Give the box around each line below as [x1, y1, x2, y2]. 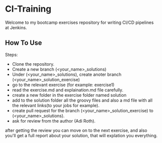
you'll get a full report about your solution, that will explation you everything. [5, 132, 158, 138]
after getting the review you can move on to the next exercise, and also [5, 127, 147, 133]
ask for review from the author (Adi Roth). [12, 118, 96, 124]
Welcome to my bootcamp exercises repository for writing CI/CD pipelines [5, 19, 154, 25]
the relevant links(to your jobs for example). [12, 102, 100, 108]
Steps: [5, 52, 18, 57]
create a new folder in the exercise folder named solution [12, 92, 126, 98]
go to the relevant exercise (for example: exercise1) [12, 82, 115, 88]
